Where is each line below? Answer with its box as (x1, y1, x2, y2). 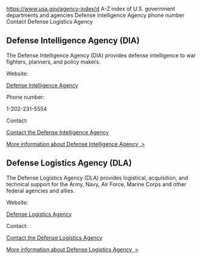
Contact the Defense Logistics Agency (6, 234, 103, 241)
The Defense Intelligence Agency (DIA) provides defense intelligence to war (6, 52, 196, 59)
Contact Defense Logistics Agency (6, 18, 93, 25)
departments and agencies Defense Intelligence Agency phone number (6, 12, 185, 19)
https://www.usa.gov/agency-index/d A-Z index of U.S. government (6, 5, 175, 12)
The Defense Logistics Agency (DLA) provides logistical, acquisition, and (6, 174, 189, 181)
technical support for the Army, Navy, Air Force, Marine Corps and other (6, 180, 187, 187)
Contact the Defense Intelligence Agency (6, 129, 109, 136)
